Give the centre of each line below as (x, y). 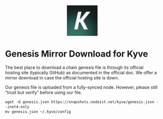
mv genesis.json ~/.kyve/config (38, 112)
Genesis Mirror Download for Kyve (77, 54)
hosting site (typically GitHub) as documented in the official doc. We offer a (81, 72)
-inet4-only (17, 107)
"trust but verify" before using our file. (44, 92)
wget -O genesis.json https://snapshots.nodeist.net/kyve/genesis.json (80, 102)
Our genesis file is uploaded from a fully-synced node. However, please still (81, 87)
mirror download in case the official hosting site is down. (62, 78)
